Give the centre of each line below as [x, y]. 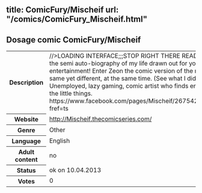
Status [26, 170]
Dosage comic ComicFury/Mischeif [74, 39]
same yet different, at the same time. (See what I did [123, 79]
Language [26, 141]
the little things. [71, 94]
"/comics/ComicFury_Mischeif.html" [77, 20]
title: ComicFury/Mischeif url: [63, 10]
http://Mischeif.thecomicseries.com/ [100, 118]
